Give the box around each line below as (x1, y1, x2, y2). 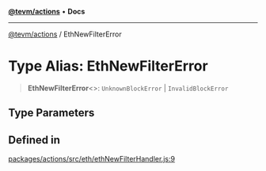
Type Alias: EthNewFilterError (8, 57, 208, 75)
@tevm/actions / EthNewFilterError (8, 29, 122, 39)
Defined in (8, 133, 61, 146)
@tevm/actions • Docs (8, 7, 85, 16)
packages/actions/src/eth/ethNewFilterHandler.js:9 (8, 154, 176, 164)
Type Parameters (8, 106, 95, 120)
